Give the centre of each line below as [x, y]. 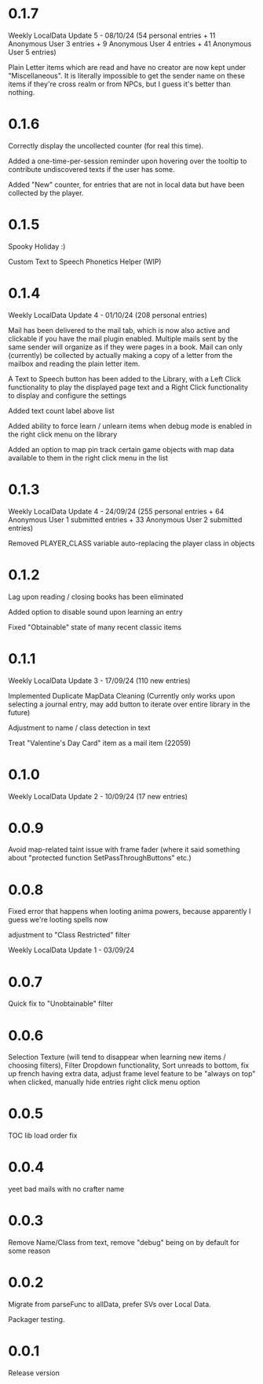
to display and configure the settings [68, 395]
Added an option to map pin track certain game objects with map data [121, 449]
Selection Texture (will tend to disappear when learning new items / [117, 1057]
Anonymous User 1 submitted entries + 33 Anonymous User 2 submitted [125, 520]
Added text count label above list [61, 411]
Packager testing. [37, 1319]
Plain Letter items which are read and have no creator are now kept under [127, 67]
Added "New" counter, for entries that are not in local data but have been [126, 184]
